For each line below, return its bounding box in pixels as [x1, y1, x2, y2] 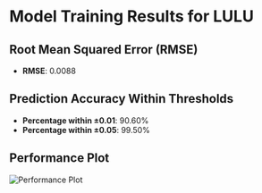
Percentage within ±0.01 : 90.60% [21, 114, 149, 126]
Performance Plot [9, 150, 110, 166]
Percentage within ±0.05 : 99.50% [21, 124, 150, 135]
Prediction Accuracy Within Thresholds [9, 91, 234, 106]
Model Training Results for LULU [9, 6, 255, 27]
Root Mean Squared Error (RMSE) [9, 42, 199, 57]
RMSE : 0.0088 [21, 65, 76, 76]
